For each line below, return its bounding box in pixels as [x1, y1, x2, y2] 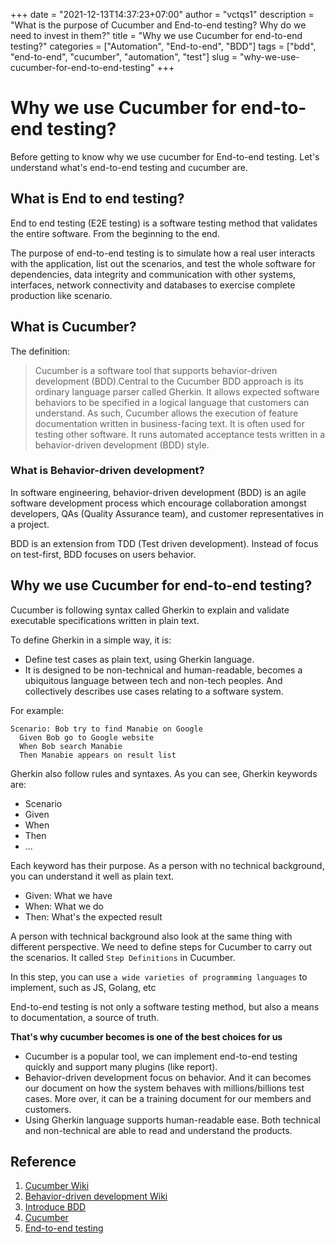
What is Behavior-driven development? [10, 464, 205, 478]
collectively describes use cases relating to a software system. [24, 685, 284, 697]
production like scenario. [10, 289, 113, 301]
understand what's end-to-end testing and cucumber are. [10, 161, 248, 173]
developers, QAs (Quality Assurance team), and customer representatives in [10, 507, 324, 519]
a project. [10, 518, 50, 530]
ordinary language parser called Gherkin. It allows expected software [34, 385, 320, 398]
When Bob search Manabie [19, 741, 123, 751]
